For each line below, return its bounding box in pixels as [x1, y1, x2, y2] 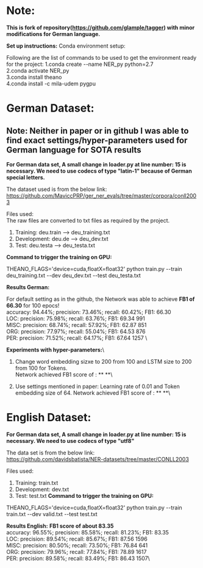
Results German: [6, 283, 50, 290]
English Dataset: [6, 411, 91, 425]
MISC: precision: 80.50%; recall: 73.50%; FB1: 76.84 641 [6, 541, 148, 549]
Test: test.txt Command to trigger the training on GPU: [15, 492, 154, 499]
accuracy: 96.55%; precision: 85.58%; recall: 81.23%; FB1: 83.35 [6, 528, 169, 536]
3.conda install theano [6, 73, 62, 81]
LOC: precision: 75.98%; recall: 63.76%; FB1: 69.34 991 [6, 315, 145, 322]
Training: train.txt [15, 479, 59, 486]
